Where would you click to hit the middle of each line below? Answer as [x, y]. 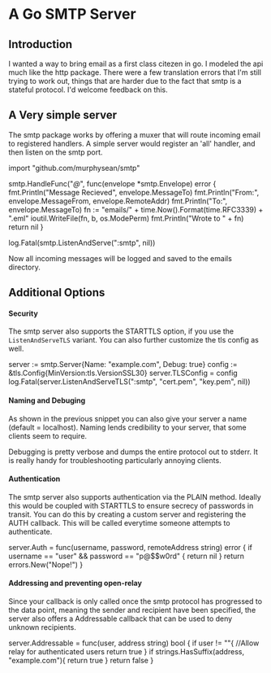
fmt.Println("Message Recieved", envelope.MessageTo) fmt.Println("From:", [134, 192]
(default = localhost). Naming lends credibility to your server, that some [127, 427]
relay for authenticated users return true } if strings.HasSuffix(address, [127, 652]
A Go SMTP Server [72, 14]
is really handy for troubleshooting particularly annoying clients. [115, 460]
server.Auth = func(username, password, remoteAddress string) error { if [131, 547]
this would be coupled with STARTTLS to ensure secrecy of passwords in [131, 505]
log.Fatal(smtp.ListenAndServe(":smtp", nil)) [82, 243]
